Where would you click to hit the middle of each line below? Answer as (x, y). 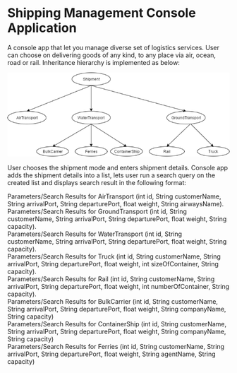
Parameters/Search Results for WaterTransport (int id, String (95, 234)
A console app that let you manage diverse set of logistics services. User (114, 47)
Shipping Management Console (102, 13)
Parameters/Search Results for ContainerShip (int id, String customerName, (117, 324)
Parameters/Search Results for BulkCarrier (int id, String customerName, (113, 302)
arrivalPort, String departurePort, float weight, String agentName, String (112, 354)
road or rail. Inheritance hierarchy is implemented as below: (93, 62)
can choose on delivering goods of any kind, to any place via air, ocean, (112, 55)
